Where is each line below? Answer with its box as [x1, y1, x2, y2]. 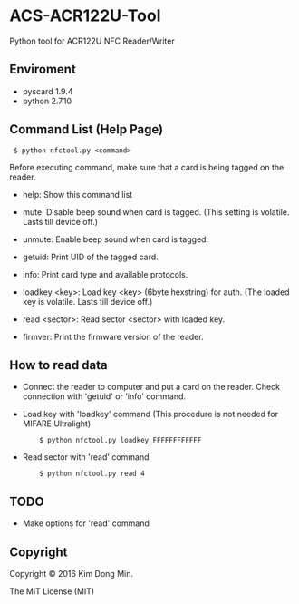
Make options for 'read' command [22, 518, 149, 529]
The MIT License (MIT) [9, 586, 95, 597]
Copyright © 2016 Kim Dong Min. [9, 569, 134, 579]
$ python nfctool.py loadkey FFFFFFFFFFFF [39, 436, 202, 445]
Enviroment [9, 62, 77, 77]
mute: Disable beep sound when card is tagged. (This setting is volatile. [22, 206, 290, 218]
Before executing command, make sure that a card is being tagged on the [9, 161, 285, 172]
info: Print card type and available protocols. [22, 268, 188, 279]
